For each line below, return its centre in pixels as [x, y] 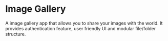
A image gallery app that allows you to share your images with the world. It [84, 23]
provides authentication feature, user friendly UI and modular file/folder [81, 28]
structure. [16, 34]
